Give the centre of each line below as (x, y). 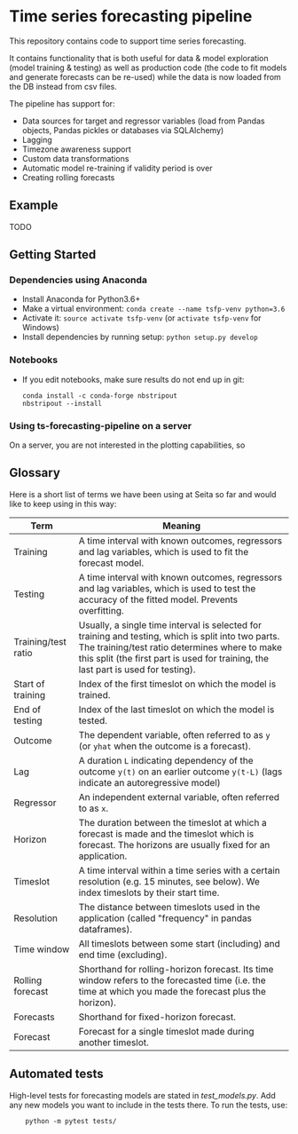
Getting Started (53, 255)
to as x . (94, 808)
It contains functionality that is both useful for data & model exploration (139, 58)
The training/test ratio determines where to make (180, 647)
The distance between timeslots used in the (169, 907)
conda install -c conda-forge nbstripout (99, 396)
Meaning (182, 526)
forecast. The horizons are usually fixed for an (174, 845)
